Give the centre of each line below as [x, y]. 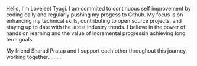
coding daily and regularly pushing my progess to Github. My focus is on [95, 15]
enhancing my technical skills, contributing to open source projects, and [94, 21]
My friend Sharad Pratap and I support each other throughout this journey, [97, 51]
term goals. [20, 39]
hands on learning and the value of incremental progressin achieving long [96, 33]
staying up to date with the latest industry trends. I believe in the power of [96, 27]
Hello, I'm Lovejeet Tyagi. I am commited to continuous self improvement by [98, 8]
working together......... [34, 57]
